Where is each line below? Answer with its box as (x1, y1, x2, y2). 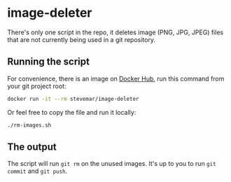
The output (7, 141, 57, 153)
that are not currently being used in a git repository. (7, 35, 156, 43)
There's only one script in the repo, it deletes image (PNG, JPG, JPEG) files (7, 28, 224, 36)
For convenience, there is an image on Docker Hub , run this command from (7, 74, 225, 83)
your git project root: (7, 82, 66, 90)
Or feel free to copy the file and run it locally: (7, 108, 136, 116)
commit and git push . (7, 167, 68, 176)
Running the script (7, 56, 90, 68)
